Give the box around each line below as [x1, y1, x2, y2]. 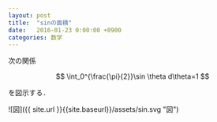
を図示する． [8, 88, 50, 98]
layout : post [8, 11, 51, 20]
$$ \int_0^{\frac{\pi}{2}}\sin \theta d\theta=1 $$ [55, 72, 210, 81]
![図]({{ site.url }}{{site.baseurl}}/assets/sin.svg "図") [8, 105, 179, 114]
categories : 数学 [8, 33, 63, 42]
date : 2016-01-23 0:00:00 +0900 [8, 26, 122, 34]
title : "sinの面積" [8, 19, 73, 27]
